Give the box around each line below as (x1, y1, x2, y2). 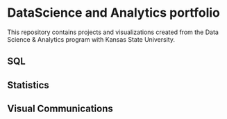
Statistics (7, 79, 50, 91)
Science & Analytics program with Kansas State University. (7, 35, 176, 43)
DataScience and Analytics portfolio (7, 5, 220, 21)
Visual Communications (7, 103, 113, 115)
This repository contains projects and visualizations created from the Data (7, 28, 219, 36)
